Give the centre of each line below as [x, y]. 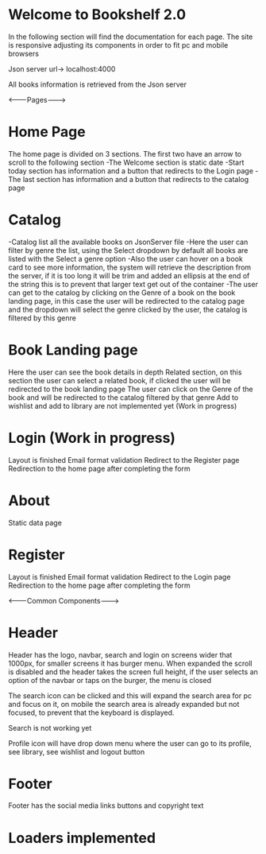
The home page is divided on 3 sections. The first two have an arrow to [125, 153]
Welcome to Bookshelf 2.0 [97, 15]
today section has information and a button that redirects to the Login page [131, 171]
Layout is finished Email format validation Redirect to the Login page [120, 576]
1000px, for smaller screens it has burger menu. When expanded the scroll [130, 663]
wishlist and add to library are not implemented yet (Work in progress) [123, 406]
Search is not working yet [50, 728]
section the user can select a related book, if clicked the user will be [120, 380]
